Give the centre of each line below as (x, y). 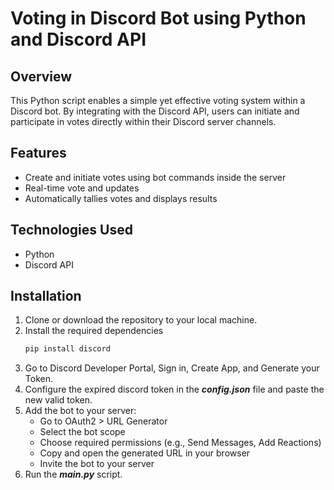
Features (38, 153)
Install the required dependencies (94, 331)
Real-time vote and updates (82, 188)
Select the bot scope (82, 432)
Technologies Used (71, 230)
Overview (41, 76)
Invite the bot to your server (97, 464)
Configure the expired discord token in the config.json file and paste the (174, 389)
